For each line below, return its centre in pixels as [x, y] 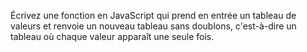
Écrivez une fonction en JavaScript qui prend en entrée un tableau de [153, 15]
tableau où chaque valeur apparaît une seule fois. [112, 36]
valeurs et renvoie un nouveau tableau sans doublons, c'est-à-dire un [153, 26]
